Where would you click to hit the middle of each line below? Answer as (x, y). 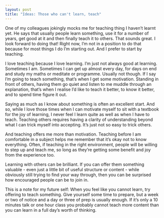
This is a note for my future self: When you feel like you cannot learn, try (78, 189)
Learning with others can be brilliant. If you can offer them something (75, 164)
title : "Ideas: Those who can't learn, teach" (53, 14)
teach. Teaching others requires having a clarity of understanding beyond (79, 119)
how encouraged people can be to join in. (47, 180)
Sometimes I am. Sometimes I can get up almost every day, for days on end (81, 68)
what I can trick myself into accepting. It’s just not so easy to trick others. (79, 124)
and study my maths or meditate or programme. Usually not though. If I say (81, 74)
